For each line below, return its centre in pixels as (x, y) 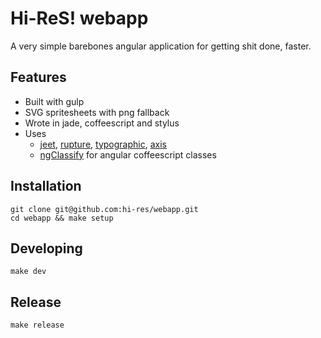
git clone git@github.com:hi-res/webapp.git (104, 209)
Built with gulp (54, 101)
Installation (46, 186)
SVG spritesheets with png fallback (97, 112)
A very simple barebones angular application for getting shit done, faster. (161, 46)
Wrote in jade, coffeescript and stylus (102, 123)
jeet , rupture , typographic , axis (103, 144)
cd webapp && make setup (62, 218)
